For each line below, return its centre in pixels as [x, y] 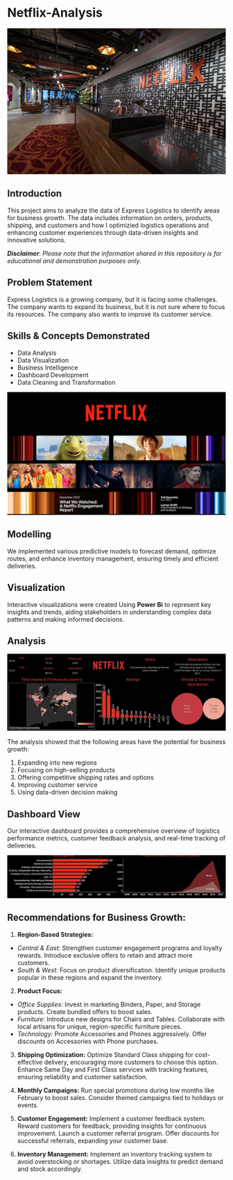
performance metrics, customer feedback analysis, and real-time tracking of [116, 838]
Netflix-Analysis [55, 13]
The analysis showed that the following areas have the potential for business [116, 742]
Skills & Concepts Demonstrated [79, 336]
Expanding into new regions [57, 763]
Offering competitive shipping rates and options [85, 778]
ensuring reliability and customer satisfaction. [82, 1077]
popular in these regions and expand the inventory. [90, 977]
